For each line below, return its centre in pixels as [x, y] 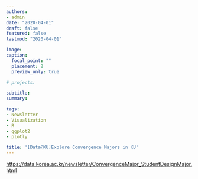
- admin [16, 17]
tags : [13, 109]
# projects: [21, 82]
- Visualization [26, 120]
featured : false [26, 34]
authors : [17, 12]
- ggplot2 [18, 131]
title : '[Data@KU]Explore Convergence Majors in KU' [72, 147]
